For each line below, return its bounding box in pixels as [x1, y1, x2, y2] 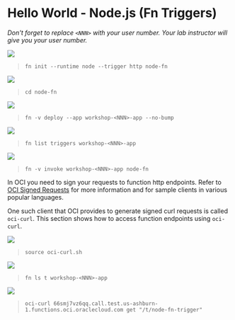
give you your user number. [7, 35, 88, 44]
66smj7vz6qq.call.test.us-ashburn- [53, 299, 159, 307]
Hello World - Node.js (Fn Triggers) [7, 5, 217, 21]
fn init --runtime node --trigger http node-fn [24, 62, 168, 70]
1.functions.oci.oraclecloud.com [24, 306, 124, 313]
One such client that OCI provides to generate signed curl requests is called [7, 207, 229, 215]
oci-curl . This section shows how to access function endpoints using [7, 214, 211, 222]
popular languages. [7, 193, 64, 201]
